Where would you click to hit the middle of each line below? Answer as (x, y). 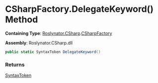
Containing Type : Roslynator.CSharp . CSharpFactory (59, 33)
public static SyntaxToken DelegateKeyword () (53, 52)
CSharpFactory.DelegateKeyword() (79, 9)
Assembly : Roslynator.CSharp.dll (39, 42)
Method (22, 20)
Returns (15, 64)
